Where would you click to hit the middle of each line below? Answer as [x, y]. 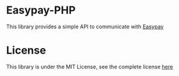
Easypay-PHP [41, 10]
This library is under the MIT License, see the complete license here [89, 67]
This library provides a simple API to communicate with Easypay [85, 27]
